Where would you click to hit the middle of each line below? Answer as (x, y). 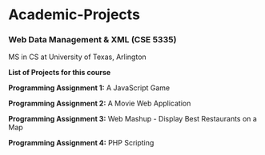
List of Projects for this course (60, 73)
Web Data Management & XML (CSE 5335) (92, 40)
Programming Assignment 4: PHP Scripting (81, 143)
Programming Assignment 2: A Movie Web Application (100, 103)
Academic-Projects (74, 15)
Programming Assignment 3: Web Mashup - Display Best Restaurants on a (133, 119)
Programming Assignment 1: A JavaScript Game (89, 88)
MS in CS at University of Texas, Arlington (77, 57)
